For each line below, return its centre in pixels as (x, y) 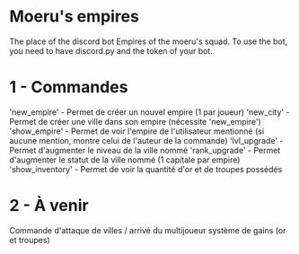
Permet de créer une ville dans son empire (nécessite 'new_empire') (136, 121)
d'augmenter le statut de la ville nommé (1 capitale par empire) (125, 160)
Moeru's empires (74, 17)
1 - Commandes (69, 88)
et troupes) (30, 240)
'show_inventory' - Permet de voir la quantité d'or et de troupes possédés (146, 169)
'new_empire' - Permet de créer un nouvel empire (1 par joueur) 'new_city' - (149, 112)
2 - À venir (49, 206)
